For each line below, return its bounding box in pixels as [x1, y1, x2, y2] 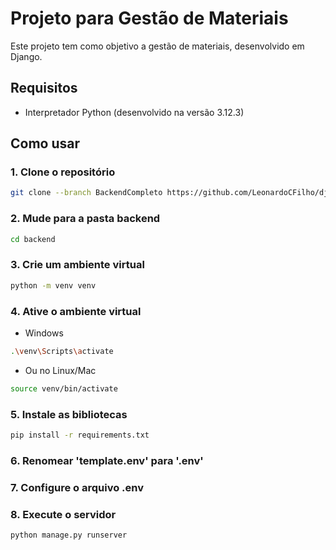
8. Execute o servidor [10, 507, 117, 521]
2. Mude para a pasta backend [10, 212, 161, 226]
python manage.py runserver [10, 530, 128, 541]
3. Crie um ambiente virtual [10, 258, 145, 272]
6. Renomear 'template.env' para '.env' [10, 453, 204, 467]
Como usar [10, 135, 81, 152]
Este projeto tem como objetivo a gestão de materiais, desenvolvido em [10, 40, 305, 52]
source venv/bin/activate [10, 383, 118, 394]
